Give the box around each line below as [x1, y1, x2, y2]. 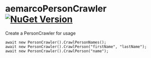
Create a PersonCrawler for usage [5, 30, 76, 36]
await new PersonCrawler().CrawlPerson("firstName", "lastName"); [5, 44, 147, 49]
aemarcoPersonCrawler [5, 3, 107, 14]
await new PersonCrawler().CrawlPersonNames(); [5, 39, 107, 45]
